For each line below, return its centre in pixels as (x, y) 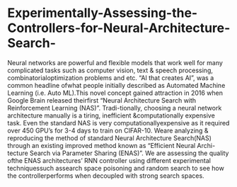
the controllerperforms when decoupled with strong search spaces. (106, 176)
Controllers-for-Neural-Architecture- (119, 28)
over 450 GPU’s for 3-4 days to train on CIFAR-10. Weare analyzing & (108, 130)
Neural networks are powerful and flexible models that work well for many (115, 62)
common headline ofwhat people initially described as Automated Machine (116, 85)
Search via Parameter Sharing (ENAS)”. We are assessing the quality (129, 153)
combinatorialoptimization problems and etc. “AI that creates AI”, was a (111, 78)
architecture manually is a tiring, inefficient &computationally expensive (111, 115)
